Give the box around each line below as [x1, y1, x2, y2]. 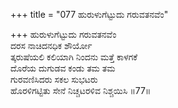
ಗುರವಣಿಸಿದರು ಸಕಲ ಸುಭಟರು [10, 74, 98, 85]
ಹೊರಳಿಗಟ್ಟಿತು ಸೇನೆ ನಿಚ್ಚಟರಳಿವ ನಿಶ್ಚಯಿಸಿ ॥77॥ [10, 85, 152, 96]
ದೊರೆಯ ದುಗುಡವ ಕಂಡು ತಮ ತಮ [10, 62, 116, 74]
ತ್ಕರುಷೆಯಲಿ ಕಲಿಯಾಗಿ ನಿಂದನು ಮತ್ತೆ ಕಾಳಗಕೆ [10, 51, 138, 63]
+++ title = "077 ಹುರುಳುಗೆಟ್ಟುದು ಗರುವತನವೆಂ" [10, 9, 169, 20]
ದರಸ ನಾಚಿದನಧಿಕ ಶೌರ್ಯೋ [10, 40, 93, 51]
